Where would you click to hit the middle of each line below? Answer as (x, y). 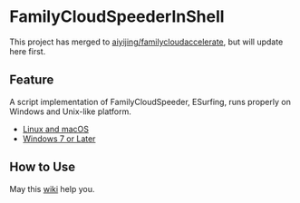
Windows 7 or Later (59, 139)
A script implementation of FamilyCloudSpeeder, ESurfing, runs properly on (150, 101)
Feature (32, 80)
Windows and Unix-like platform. (70, 111)
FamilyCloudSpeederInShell (117, 17)
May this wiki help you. (52, 188)
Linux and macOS (55, 129)
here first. (28, 51)
